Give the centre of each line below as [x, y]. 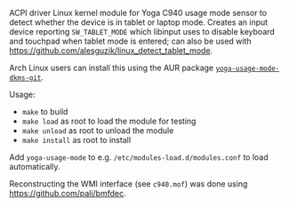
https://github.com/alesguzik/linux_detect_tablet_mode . [111, 51]
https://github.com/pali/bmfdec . [68, 193]
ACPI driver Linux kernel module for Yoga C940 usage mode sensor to [138, 13]
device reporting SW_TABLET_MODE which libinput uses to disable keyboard [142, 32]
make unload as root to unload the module [98, 131]
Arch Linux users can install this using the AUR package [112, 68]
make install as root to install [76, 140]
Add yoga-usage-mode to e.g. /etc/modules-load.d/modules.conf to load [139, 157]
